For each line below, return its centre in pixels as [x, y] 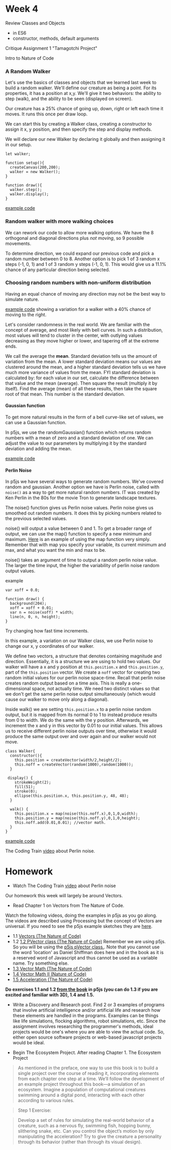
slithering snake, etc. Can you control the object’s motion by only [86, 1131]
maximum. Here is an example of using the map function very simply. [78, 540]
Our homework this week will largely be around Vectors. [64, 896]
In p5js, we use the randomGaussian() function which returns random [78, 432]
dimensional [18, 689]
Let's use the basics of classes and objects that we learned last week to [81, 83]
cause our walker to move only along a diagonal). [57, 699]
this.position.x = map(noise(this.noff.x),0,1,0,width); [76, 814]
